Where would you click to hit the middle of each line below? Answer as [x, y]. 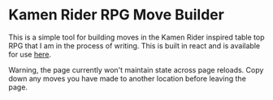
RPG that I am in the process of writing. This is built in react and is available [134, 45]
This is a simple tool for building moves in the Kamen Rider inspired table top [136, 37]
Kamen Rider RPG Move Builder [117, 15]
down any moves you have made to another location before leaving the [127, 78]
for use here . [30, 54]
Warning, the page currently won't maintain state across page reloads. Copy [136, 69]
